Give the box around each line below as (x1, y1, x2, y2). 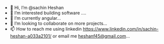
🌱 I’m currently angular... (10, 15, 62, 21)
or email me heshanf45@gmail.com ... (52, 33, 130, 39)
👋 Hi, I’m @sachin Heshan (10, 5, 64, 10)
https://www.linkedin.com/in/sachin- (82, 26, 159, 32)
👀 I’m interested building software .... (10, 10, 87, 16)
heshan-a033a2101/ (10, 33, 52, 39)
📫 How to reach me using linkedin (10, 26, 82, 32)
